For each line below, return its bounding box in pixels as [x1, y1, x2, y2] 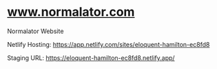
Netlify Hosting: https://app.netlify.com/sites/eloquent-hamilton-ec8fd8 [7, 40, 210, 48]
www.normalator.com [7, 4, 135, 20]
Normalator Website [7, 27, 64, 35]
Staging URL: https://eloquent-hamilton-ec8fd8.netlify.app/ [7, 53, 175, 62]
